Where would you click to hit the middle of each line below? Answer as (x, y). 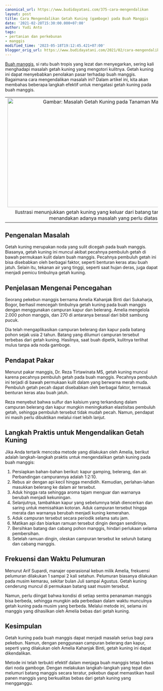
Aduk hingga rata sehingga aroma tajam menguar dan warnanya (76, 492)
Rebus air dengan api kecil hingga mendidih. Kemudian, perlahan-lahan (83, 482)
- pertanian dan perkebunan (33, 37)
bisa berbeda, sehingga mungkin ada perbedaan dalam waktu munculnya (78, 601)
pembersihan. (26, 533)
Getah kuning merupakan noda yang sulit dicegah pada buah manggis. (76, 247)
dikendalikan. (18, 653)
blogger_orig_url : (24, 50)
